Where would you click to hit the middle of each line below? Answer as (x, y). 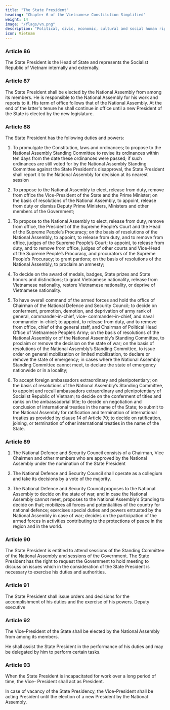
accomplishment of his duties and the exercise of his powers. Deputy (77, 601)
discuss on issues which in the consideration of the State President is (78, 567)
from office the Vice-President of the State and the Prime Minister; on (85, 195)
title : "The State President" (37, 10)
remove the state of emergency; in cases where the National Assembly (86, 359)
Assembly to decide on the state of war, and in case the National (80, 494)
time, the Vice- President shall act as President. (55, 682)
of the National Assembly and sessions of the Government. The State (77, 556)
